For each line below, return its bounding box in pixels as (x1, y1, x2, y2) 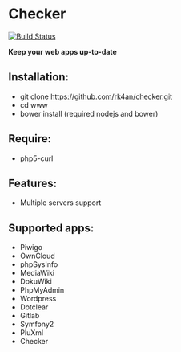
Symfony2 (19, 319, 54, 329)
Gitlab (19, 311, 40, 321)
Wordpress (19, 294, 57, 304)
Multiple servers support (19, 198, 102, 207)
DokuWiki (19, 276, 52, 286)
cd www (19, 100, 48, 109)
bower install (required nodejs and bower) (19, 108, 159, 118)
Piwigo (19, 243, 42, 252)
